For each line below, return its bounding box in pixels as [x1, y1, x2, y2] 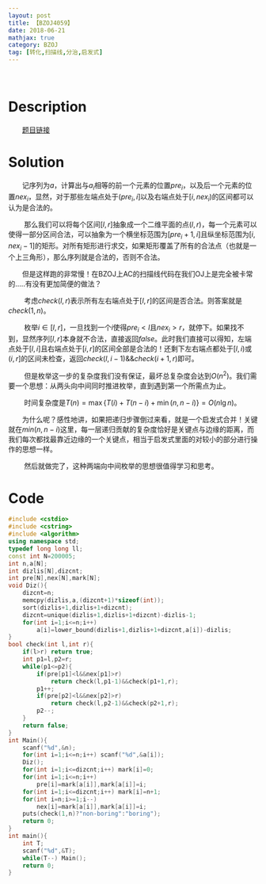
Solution [8, 154, 65, 171]
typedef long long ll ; [8, 544, 83, 553]
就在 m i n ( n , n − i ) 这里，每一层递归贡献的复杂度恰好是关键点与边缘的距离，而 [8, 425, 255, 434]
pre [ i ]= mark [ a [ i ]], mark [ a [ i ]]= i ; [36, 780, 147, 788]
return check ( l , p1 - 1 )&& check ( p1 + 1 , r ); [50, 677, 179, 685]
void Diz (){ [8, 581, 47, 590]
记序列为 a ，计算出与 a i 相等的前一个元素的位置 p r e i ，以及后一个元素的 [21, 180, 245, 192]
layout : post [8, 11, 51, 20]
